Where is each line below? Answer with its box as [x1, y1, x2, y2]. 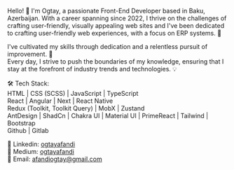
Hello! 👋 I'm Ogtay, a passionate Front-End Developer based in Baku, [7, 7, 205, 15]
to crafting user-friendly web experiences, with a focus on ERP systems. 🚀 [7, 29, 222, 37]
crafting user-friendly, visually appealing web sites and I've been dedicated [7, 22, 225, 29]
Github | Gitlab [7, 127, 49, 134]
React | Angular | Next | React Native [7, 97, 113, 105]
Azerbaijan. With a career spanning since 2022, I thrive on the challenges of [7, 14, 227, 22]
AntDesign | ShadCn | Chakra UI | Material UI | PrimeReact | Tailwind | [7, 112, 209, 120]
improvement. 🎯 [7, 50, 53, 58]
